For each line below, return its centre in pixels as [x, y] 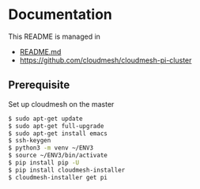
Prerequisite [39, 85]
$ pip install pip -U [44, 163]
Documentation [60, 15]
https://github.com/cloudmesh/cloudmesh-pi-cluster [106, 60]
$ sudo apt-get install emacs [58, 133]
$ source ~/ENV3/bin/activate [58, 156]
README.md [40, 51]
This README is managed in [55, 36]
